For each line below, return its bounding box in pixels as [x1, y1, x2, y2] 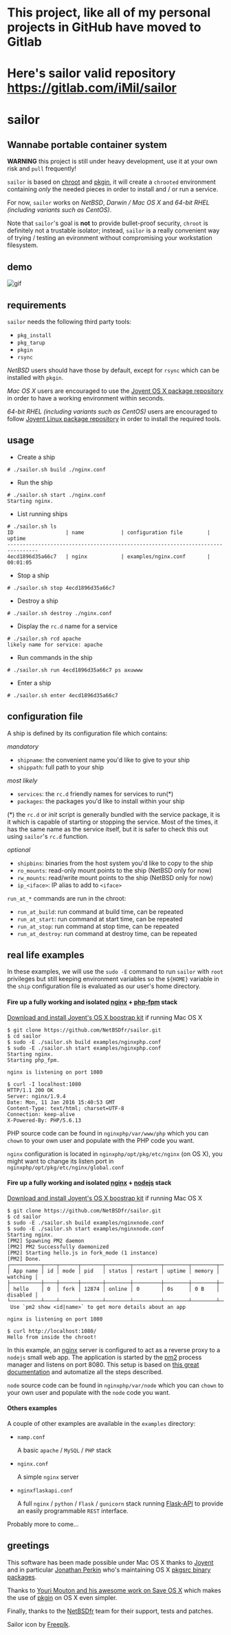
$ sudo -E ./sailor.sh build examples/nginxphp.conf [7, 1038, 162, 1045]
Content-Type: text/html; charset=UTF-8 [7, 1104, 125, 1112]
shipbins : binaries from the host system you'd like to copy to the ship [16, 859, 213, 867]
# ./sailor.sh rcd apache [7, 635, 81, 642]
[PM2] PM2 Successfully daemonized [7, 1243, 109, 1250]
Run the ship [16, 478, 53, 487]
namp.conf [16, 1434, 46, 1441]
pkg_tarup [16, 339, 46, 346]
